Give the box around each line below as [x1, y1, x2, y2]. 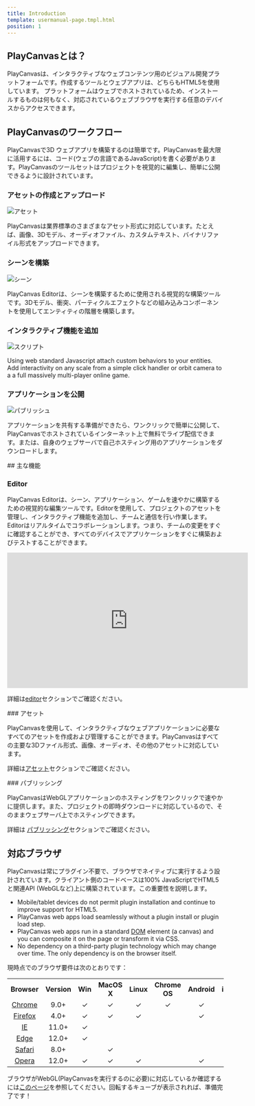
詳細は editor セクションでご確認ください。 [7, 694, 126, 703]
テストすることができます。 [12, 538, 91, 547]
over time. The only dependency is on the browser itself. [16, 949, 177, 957]
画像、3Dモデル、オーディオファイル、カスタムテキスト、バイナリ [19, 231, 208, 239]
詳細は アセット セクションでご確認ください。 [7, 765, 134, 773]
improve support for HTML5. [16, 906, 98, 914]
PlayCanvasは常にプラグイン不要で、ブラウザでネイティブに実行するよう [7, 867, 214, 875]
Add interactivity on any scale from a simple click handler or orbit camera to [7, 363, 222, 372]
